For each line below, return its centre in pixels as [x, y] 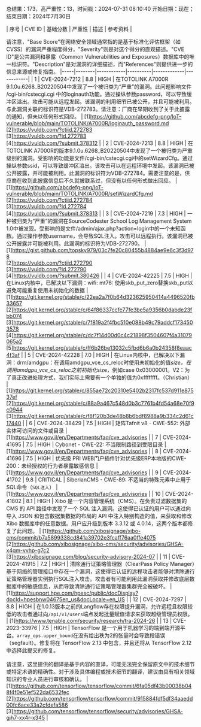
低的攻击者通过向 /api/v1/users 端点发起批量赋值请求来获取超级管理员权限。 [100, 614]
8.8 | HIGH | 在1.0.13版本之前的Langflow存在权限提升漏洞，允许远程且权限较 [100, 606]
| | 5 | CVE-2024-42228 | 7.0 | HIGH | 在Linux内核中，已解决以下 [100, 355]
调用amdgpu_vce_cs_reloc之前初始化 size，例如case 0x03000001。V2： [95, 370]
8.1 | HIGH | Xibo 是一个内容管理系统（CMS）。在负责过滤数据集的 [106, 501]
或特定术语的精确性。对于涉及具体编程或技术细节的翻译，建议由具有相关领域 [100, 672]
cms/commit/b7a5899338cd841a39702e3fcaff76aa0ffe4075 [81, 537]
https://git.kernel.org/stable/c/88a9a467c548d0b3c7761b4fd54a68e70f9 [103, 403]
